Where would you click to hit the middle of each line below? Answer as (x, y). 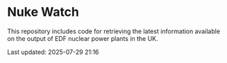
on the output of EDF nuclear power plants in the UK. (83, 38)
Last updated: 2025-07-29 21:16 (53, 52)
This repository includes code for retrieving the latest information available (114, 31)
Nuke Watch (43, 12)
